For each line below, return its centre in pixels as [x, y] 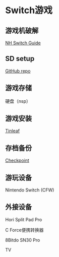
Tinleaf [13, 131]
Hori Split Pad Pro [24, 219]
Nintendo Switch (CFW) [30, 190]
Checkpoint [17, 160]
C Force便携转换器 [24, 230]
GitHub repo [18, 71]
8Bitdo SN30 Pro [23, 240]
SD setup [20, 59]
